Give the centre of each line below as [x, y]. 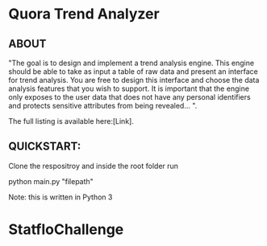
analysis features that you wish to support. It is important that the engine [129, 88]
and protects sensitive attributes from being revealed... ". [103, 106]
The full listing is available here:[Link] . [71, 121]
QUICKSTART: [45, 147]
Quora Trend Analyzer [84, 14]
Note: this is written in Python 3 [60, 197]
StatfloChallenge [66, 229]
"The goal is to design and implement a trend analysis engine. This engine [131, 63]
